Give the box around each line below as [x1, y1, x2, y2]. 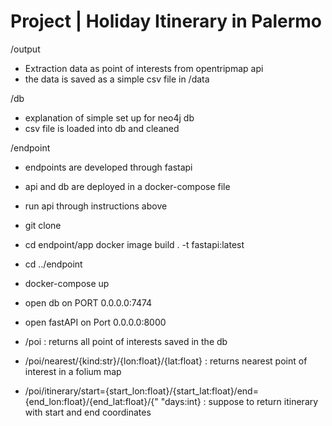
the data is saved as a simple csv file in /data [24, 73, 210, 85]
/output [10, 43, 41, 55]
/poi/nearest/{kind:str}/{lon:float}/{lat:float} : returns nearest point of [24, 355, 308, 367]
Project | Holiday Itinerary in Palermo [10, 10, 322, 33]
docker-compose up [24, 277, 110, 289]
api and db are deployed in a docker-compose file [24, 180, 231, 192]
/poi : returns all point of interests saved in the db [24, 335, 228, 347]
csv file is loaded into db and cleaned [24, 122, 180, 134]
